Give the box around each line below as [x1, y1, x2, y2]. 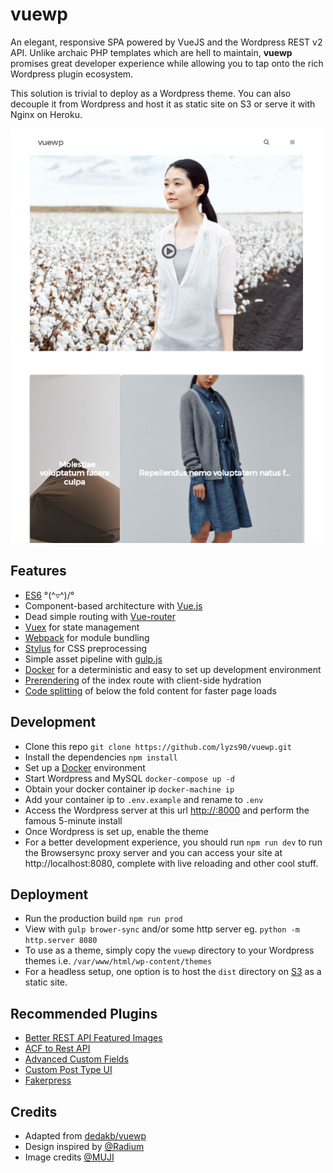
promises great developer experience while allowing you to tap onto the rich [10, 57, 324, 69]
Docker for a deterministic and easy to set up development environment [24, 663, 322, 675]
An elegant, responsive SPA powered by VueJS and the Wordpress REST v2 [10, 36, 323, 48]
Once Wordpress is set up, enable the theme [24, 825, 209, 837]
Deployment [10, 886, 89, 903]
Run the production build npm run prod [24, 913, 183, 925]
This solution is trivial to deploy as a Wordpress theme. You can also [10, 87, 292, 99]
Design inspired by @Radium [24, 1141, 145, 1152]
